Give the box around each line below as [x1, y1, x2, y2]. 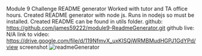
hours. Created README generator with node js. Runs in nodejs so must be [6, 11, 195, 19]
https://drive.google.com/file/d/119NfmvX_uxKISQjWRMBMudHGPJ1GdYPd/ [6, 37, 196, 44]
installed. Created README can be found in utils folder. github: [6, 18, 163, 25]
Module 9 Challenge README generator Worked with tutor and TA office [6, 5, 188, 12]
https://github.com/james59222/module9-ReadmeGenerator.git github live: [6, 24, 195, 31]
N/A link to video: [6, 31, 50, 38]
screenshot [19, 43, 48, 51]
